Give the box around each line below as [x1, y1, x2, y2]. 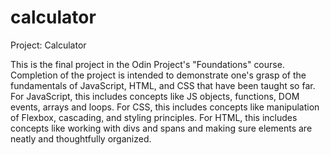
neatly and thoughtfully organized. [10, 132, 152, 145]
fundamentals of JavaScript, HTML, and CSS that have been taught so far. [10, 79, 316, 91]
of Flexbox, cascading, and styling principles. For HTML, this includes [10, 111, 298, 123]
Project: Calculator [10, 39, 87, 51]
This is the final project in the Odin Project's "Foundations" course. [10, 58, 285, 70]
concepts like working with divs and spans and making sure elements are [10, 122, 313, 134]
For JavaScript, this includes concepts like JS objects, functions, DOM [10, 90, 300, 102]
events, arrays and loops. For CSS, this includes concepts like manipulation [10, 101, 320, 113]
